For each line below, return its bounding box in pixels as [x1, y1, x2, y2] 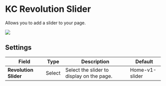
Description [81, 58, 110, 65]
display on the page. [65, 73, 113, 80]
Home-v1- [130, 66, 157, 73]
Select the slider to [65, 66, 109, 73]
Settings [5, 43, 32, 52]
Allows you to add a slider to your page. [5, 20, 86, 26]
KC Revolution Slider [5, 3, 91, 15]
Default [135, 58, 153, 65]
